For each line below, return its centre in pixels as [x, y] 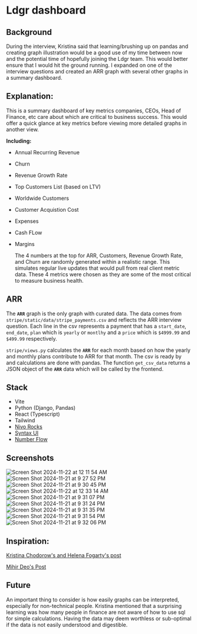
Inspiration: [28, 541]
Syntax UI [27, 433]
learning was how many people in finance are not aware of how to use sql [96, 612]
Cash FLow [28, 232]
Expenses [27, 221]
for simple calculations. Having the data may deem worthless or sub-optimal [99, 618]
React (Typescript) [37, 414]
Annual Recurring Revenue [47, 152]
